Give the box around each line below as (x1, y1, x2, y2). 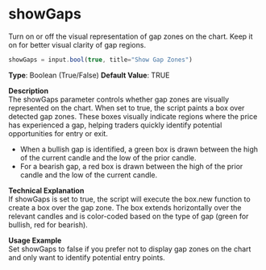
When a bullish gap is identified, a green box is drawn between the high (19, 144, 259, 154)
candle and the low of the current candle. (19, 170, 158, 180)
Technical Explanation (8, 185, 85, 195)
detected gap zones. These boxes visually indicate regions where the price (8, 111, 258, 121)
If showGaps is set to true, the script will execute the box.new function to (8, 194, 251, 204)
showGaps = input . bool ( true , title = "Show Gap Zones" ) (8, 56, 193, 64)
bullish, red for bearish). (8, 219, 89, 230)
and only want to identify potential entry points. (8, 252, 165, 262)
